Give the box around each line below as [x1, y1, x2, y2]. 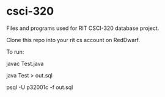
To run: [6, 48, 24, 56]
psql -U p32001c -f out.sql [6, 84, 73, 91]
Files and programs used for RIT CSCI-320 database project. [6, 24, 159, 32]
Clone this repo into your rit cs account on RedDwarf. [6, 36, 141, 43]
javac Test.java [6, 60, 44, 67]
